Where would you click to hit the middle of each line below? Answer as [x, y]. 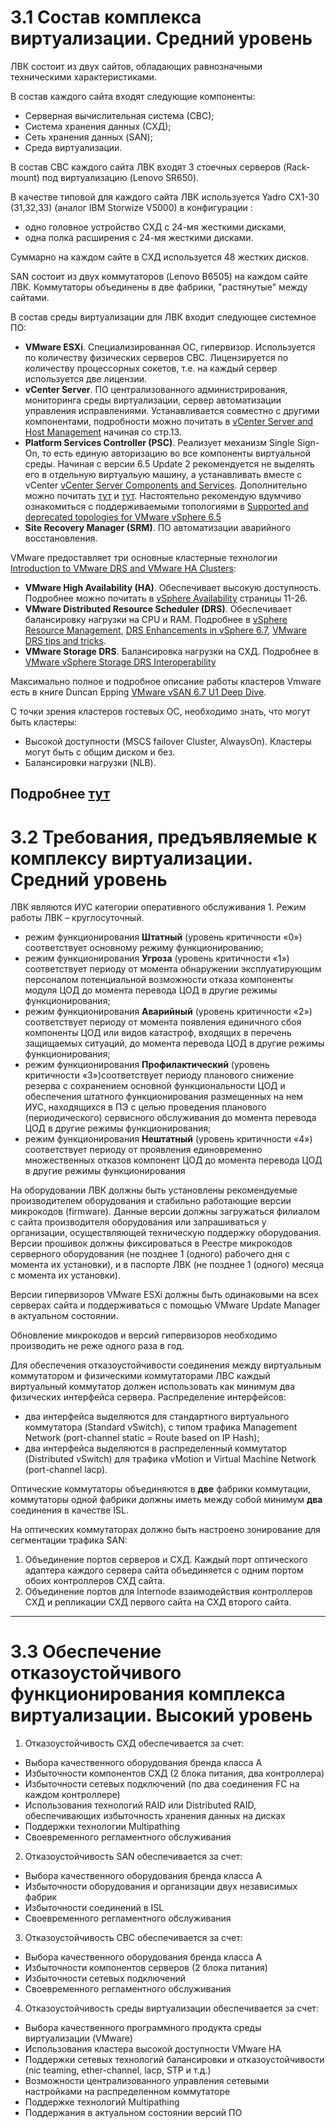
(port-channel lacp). [66, 1470]
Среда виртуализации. [73, 147]
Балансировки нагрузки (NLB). [90, 762]
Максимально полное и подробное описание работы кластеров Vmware [166, 681]
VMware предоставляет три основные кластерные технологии [144, 557]
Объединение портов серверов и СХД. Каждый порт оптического [166, 1560]
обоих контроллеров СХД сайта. [95, 1581]
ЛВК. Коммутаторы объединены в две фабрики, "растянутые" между [159, 287]
